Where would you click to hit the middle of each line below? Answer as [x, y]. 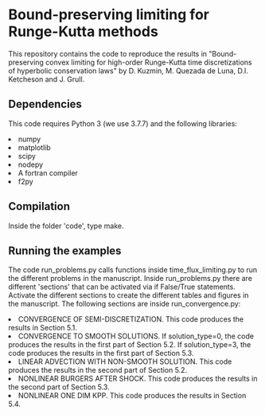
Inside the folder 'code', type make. [66, 226]
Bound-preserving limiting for [109, 15]
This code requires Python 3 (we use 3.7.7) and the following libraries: [123, 123]
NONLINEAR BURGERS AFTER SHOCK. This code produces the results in [138, 379]
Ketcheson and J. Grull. [47, 79]
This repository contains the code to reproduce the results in [108, 53]
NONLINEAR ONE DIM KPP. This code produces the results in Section [132, 396]
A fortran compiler [48, 172]
